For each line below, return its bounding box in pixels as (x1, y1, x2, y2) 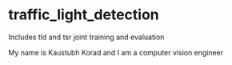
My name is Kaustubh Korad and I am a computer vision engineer (8, 47, 224, 57)
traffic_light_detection (8, 6, 160, 24)
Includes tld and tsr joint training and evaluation (8, 32, 165, 42)
